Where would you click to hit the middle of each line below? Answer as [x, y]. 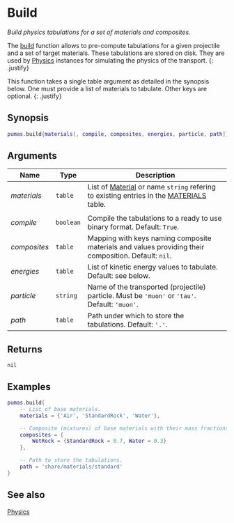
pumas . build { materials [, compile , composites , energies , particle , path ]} [118, 134]
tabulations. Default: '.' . [127, 325]
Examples [29, 387]
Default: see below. [119, 276]
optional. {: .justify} [34, 96]
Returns [25, 349]
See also [26, 495]
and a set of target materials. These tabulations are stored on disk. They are [116, 53]
